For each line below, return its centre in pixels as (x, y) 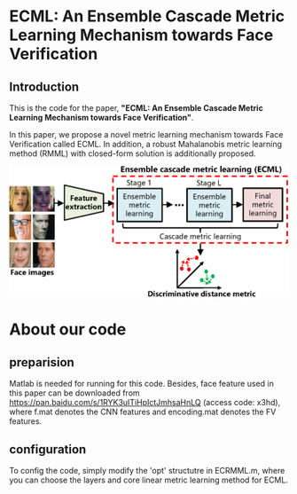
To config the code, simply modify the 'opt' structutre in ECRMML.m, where (147, 471)
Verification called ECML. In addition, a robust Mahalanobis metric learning (145, 144)
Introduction (44, 86)
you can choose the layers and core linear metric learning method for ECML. (148, 480)
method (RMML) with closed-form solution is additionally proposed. (133, 153)
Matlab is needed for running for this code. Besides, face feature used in (142, 384)
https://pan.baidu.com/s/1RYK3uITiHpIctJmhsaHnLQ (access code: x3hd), (145, 403)
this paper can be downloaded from (74, 393)
